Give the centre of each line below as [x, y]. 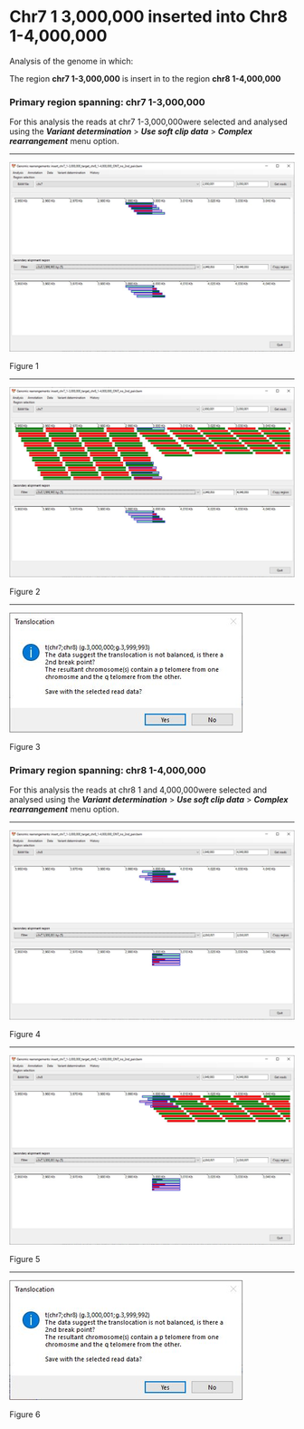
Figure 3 [25, 746]
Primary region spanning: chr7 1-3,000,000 [107, 102]
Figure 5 [25, 1259]
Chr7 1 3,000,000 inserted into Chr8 [148, 17]
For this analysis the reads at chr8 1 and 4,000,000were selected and [138, 790]
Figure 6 [25, 1414]
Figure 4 [25, 1035]
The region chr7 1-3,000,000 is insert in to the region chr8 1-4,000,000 [145, 78]
